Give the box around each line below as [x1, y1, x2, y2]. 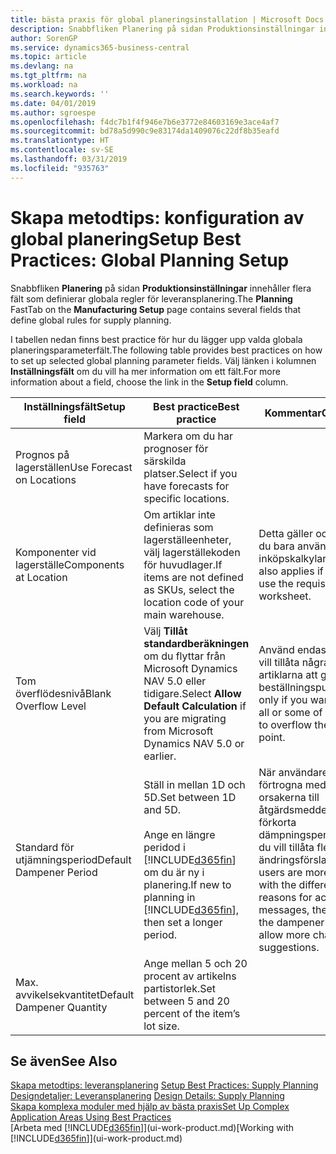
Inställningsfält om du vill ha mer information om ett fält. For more [10, 365, 281, 377]
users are [258, 865, 303, 879]
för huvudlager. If [143, 557, 223, 571]
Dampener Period [15, 865, 98, 879]
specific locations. [143, 491, 230, 505]
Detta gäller [258, 526, 313, 540]
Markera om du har [143, 429, 233, 443]
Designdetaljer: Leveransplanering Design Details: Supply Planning [10, 1090, 285, 1102]
